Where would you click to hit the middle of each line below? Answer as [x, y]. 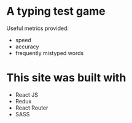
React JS [27, 95]
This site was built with [66, 78]
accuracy [27, 47]
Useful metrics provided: [38, 28]
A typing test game [56, 11]
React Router [32, 108]
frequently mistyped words [49, 53]
